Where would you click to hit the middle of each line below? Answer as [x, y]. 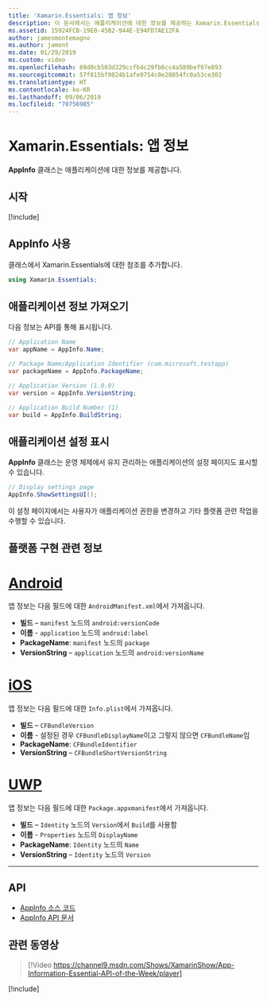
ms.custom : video [37, 60]
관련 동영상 [34, 945]
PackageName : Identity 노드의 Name [79, 845]
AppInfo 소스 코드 [48, 907]
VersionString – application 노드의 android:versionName [112, 652]
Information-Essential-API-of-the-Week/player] [105, 973]
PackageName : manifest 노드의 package [85, 643]
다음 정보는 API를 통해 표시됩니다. [60, 327]
